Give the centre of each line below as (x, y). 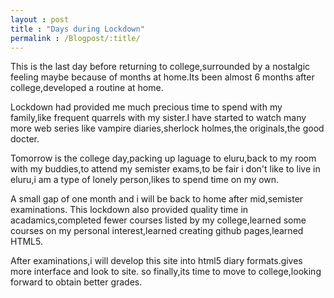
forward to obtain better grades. (76, 282)
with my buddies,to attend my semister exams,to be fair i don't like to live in (165, 169)
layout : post (40, 19)
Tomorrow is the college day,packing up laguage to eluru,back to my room (163, 158)
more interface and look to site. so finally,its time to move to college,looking (166, 272)
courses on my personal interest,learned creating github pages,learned (157, 231)
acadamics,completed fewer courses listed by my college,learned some (158, 220)
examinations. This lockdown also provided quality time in (129, 210)
